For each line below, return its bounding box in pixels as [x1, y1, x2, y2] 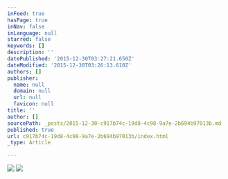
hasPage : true [7, 17, 49, 24]
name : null [13, 81, 45, 88]
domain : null [13, 87, 51, 94]
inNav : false [7, 23, 45, 30]
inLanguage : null [7, 29, 58, 37]
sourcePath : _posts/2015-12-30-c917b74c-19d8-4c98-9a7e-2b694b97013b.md [7, 119, 222, 127]
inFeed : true [7, 10, 45, 17]
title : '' [7, 107, 36, 114]
